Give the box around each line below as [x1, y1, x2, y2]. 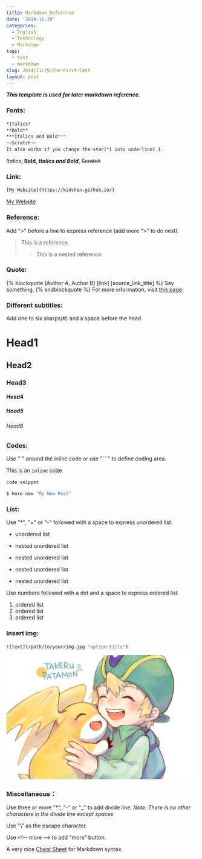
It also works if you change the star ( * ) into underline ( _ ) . [6, 146, 164, 153]
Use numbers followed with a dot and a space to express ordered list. [6, 589, 180, 597]
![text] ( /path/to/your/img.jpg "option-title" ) [6, 644, 129, 650]
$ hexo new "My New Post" [6, 491, 71, 497]
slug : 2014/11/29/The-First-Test [6, 67, 91, 73]
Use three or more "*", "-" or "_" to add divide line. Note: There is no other [6, 804, 191, 811]
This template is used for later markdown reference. [6, 91, 141, 98]
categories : [6, 22, 36, 29]
